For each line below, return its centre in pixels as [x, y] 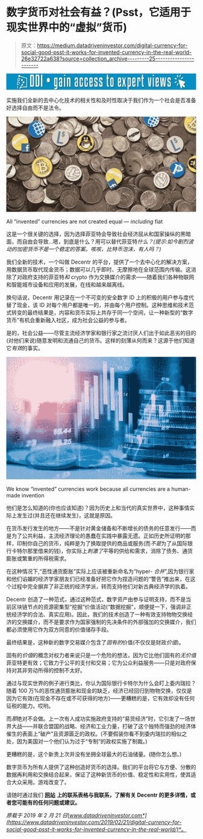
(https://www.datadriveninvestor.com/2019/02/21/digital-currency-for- [94, 822]
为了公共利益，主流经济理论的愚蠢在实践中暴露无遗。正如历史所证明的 [98, 536]
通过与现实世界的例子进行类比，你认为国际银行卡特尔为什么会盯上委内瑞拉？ [101, 683]
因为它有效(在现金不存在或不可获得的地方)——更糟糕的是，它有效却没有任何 [101, 698]
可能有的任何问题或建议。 [48, 802]
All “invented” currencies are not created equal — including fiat [85, 222]
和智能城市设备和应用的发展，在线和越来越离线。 [67, 285]
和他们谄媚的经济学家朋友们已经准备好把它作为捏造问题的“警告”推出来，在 [98, 578]
